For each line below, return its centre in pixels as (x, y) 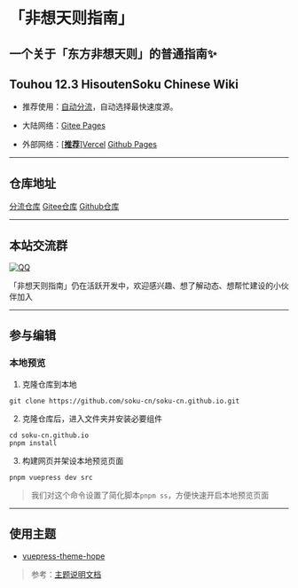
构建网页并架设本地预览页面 (73, 460)
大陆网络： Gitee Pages (64, 126)
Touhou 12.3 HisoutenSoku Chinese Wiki (124, 84)
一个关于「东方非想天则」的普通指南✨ (113, 54)
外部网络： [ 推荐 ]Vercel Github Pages (90, 145)
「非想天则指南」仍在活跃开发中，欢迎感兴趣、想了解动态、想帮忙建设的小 (145, 286)
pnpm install (33, 443)
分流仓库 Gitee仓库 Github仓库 (64, 207)
